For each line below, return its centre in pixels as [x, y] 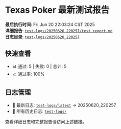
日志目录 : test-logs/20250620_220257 [42, 37]
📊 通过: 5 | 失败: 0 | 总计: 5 [39, 66]
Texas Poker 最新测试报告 [57, 10]
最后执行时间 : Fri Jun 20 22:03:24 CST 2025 [50, 24]
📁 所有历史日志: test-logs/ [39, 111]
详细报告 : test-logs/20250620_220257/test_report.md [59, 30]
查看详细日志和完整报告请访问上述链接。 [46, 121]
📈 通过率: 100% [28, 74]
